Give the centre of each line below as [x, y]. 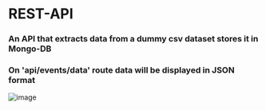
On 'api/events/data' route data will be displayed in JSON [121, 70]
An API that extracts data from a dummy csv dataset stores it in [133, 39]
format [22, 81]
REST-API [41, 14]
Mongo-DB [30, 49]
